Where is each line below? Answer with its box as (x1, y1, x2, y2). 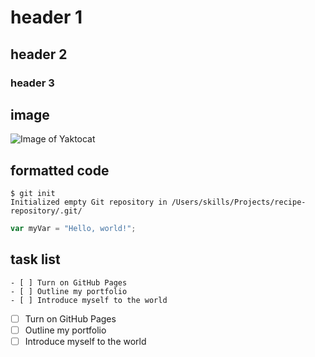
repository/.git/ (10, 206, 83, 216)
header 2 (10, 46, 68, 63)
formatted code (10, 162, 110, 179)
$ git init (10, 189, 56, 199)
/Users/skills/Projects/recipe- (171, 197, 307, 208)
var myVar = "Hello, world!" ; (10, 224, 137, 234)
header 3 (10, 76, 55, 90)
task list (10, 251, 61, 268)
